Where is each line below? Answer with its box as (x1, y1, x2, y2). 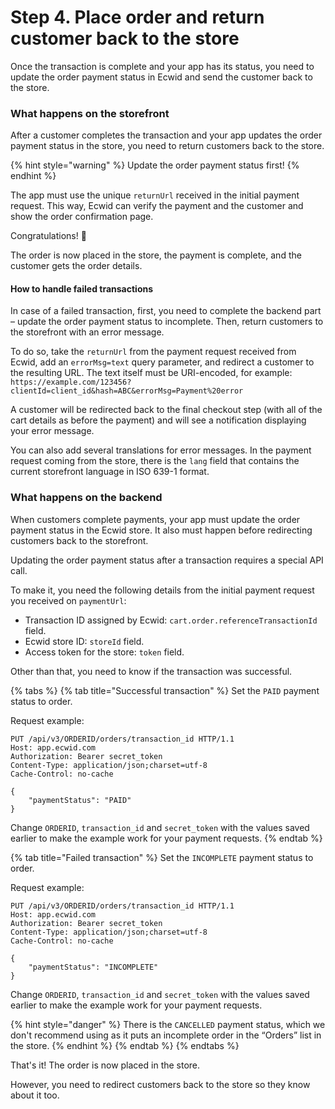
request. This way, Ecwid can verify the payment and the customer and (10, 200, 304, 212)
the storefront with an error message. (10, 326, 165, 338)
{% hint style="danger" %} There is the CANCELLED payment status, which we (10, 1018, 326, 1030)
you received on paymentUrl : (10, 594, 127, 606)
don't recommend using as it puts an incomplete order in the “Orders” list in (10, 1029, 322, 1041)
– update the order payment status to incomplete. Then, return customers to (10, 316, 324, 328)
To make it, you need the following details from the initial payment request (10, 584, 315, 596)
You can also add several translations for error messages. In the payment (10, 444, 312, 456)
